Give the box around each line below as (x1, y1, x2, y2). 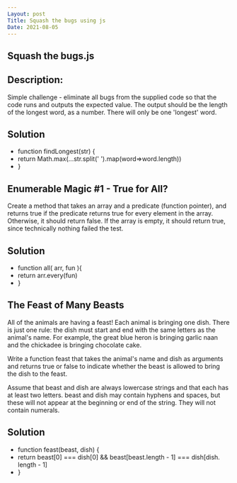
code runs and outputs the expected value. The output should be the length (7, 100, 228, 109)
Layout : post (7, 10, 46, 18)
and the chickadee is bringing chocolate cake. (7, 340, 142, 349)
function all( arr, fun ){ (17, 264, 83, 272)
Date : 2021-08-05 (7, 23, 59, 30)
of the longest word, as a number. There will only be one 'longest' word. (7, 108, 217, 116)
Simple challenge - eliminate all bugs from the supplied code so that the (7, 93, 217, 101)
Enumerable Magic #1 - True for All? (7, 182, 168, 195)
